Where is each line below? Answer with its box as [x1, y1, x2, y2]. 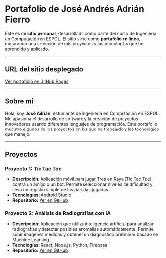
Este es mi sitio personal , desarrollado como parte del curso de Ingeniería [5, 30, 157, 36]
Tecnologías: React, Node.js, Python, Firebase [12, 242, 108, 248]
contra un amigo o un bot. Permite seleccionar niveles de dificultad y [12, 181, 153, 187]
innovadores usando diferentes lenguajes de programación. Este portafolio [5, 121, 157, 127]
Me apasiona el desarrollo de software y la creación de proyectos [5, 115, 138, 122]
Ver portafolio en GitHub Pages [5, 78, 69, 84]
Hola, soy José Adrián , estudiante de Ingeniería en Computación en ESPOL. [5, 110, 160, 116]
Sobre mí [5, 97, 34, 106]
